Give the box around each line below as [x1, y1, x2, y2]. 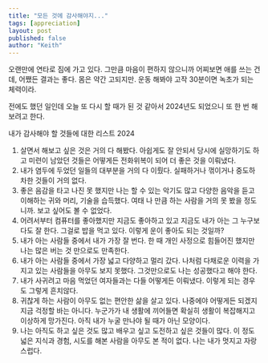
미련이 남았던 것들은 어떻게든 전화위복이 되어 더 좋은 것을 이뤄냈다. [28, 155, 237, 165]
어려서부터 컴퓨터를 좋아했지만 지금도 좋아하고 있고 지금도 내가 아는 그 [19, 216, 239, 225]
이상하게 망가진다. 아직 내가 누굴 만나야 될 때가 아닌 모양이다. [19, 316, 211, 325]
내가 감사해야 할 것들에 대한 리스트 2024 [8, 129, 135, 139]
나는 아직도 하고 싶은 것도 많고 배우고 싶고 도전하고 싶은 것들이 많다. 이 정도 [19, 326, 255, 336]
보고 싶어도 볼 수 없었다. [37, 206, 112, 216]
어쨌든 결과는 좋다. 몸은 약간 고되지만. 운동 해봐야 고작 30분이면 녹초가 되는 [18, 75, 254, 84]
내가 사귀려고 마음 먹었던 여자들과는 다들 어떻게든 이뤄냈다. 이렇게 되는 [19, 276, 241, 285]
